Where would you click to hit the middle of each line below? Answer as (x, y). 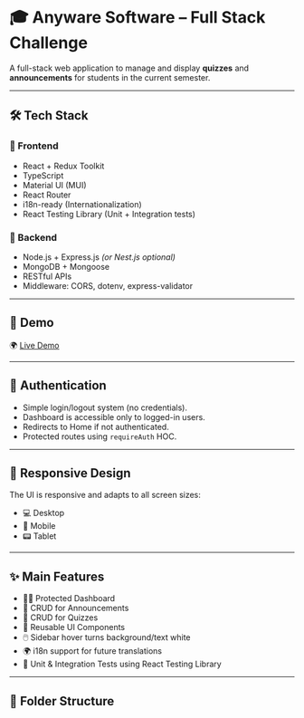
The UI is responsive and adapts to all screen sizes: (105, 495)
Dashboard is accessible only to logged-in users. (114, 416)
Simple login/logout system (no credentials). (105, 407)
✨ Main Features (57, 576)
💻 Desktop (43, 513)
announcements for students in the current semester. (110, 77)
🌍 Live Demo (34, 345)
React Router (47, 195)
